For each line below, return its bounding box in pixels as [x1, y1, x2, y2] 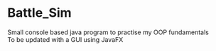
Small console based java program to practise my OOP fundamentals [7, 28, 210, 36]
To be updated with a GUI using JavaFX [7, 35, 124, 43]
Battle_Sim [7, 5, 72, 21]
